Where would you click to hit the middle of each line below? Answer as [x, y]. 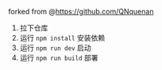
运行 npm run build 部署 [59, 58]
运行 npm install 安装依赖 [62, 38]
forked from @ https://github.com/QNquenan [81, 12]
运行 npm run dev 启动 [55, 48]
